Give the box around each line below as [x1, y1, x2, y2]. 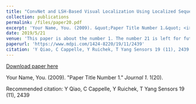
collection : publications [6, 14, 69, 20]
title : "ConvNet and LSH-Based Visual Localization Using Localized [6, 8, 176, 15]
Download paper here [6, 63, 58, 70]
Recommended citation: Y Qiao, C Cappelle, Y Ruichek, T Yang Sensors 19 [6, 85, 185, 92]
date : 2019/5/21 [6, 30, 45, 36]
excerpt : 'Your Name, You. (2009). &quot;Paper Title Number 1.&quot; [6, 25, 181, 31]
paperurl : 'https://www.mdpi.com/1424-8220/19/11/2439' [6, 41, 145, 47]
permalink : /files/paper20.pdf [6, 19, 82, 25]
